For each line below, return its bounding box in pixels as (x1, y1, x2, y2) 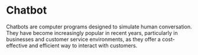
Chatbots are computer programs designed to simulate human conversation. (6, 23, 192, 30)
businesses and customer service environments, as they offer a (6, 35, 161, 43)
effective (6, 42, 28, 49)
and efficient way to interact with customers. (28, 42, 138, 49)
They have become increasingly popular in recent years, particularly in (6, 29, 178, 36)
